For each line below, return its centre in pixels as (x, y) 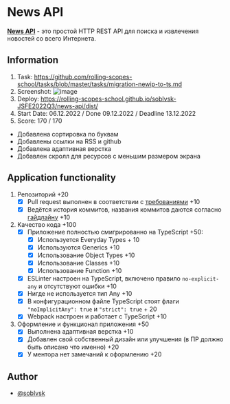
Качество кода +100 (47, 224)
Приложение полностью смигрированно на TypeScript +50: (115, 232)
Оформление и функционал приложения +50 (83, 324)
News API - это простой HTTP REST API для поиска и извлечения (103, 31)
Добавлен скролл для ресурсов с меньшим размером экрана (109, 156)
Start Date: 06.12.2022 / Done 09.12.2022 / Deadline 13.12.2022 (106, 113)
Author (22, 376)
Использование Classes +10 (79, 263)
